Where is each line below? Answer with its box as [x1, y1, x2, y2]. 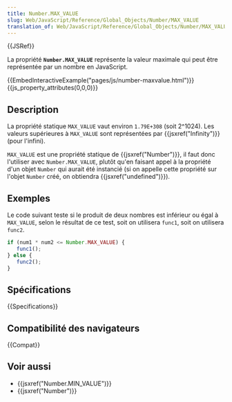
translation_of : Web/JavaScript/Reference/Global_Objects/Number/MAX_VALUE [7, 23, 230, 30]
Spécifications [7, 283, 71, 295]
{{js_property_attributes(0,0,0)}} [7, 84, 99, 92]
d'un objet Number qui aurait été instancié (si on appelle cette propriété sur [7, 165, 217, 173]
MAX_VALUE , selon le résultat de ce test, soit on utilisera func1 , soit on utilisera [7, 218, 224, 226]
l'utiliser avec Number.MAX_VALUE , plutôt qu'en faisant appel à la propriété [7, 157, 211, 166]
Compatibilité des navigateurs [7, 322, 140, 334]
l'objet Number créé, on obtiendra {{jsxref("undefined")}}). [7, 173, 171, 181]
